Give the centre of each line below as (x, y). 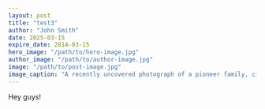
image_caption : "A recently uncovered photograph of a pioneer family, (128, 74)
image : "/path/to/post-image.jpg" (65, 67)
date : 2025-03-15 (37, 38)
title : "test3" (33, 23)
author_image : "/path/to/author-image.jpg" (81, 60)
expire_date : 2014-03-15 (49, 45)
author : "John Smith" (44, 30)
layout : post (30, 15)
